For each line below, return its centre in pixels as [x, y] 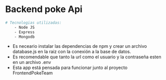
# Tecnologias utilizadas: [33, 23]
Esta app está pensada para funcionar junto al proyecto [70, 68]
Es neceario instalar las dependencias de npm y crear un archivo [80, 46]
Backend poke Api [44, 9]
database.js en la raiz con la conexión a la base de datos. [72, 52]
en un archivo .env [32, 62]
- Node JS [25, 27]
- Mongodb [25, 37]
